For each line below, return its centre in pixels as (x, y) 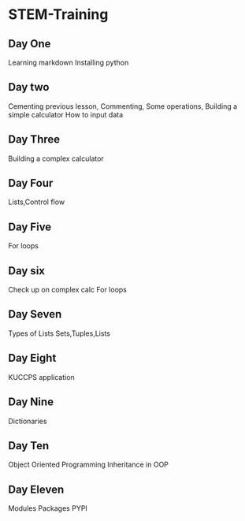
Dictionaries (28, 421)
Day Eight (32, 358)
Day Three (34, 140)
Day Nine (31, 402)
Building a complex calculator (56, 158)
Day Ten (29, 446)
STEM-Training (58, 15)
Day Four (31, 183)
